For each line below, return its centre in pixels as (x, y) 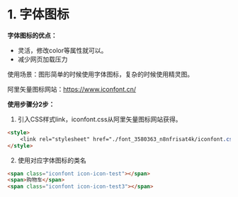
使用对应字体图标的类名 (52, 160)
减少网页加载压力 (42, 59)
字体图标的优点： (32, 35)
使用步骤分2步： (31, 104)
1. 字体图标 (38, 14)
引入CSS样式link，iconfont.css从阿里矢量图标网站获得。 (100, 119)
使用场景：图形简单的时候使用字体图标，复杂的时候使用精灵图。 (100, 74)
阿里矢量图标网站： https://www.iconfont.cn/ (72, 89)
